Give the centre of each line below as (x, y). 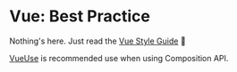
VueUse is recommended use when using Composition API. (119, 58)
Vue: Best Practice (80, 16)
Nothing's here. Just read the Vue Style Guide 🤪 (97, 41)
